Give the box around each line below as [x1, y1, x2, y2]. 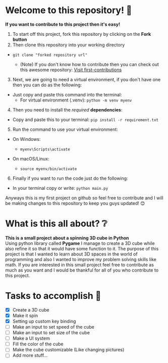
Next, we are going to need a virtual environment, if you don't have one [12, 76, 161, 82]
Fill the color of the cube [12, 341, 64, 347]
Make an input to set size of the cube [12, 330, 90, 336]
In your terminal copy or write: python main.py [12, 185, 108, 191]
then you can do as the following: [12, 82, 82, 88]
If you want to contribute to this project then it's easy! [5, 21, 120, 27]
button [12, 36, 27, 42]
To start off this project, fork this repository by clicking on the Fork [12, 31, 151, 37]
